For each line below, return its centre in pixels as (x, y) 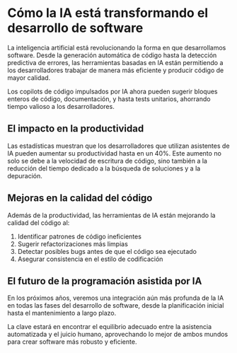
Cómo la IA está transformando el (108, 13)
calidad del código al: (39, 222)
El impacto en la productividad (76, 129)
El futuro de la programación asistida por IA (105, 281)
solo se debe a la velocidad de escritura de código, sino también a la (107, 161)
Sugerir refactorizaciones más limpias (73, 244)
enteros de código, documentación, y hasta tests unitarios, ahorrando (109, 99)
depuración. (25, 175)
